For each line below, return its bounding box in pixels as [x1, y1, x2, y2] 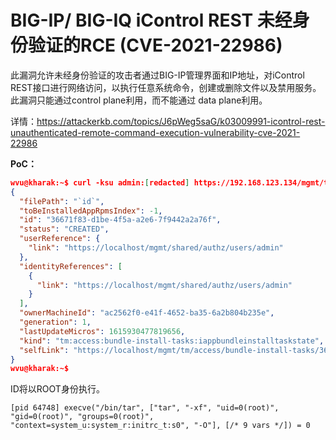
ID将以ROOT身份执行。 [10, 383, 105, 395]
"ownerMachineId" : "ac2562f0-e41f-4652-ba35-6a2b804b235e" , [19, 308, 275, 318]
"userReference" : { [19, 234, 101, 244]
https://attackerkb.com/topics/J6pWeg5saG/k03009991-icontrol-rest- [36, 115, 326, 127]
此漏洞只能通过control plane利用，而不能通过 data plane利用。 [10, 94, 268, 106]
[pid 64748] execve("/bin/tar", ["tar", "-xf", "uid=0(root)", [10, 403, 280, 413]
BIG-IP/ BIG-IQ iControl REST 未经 [10, 9, 293, 32]
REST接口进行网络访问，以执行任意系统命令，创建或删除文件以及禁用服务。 [10, 81, 322, 93]
